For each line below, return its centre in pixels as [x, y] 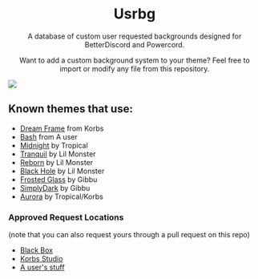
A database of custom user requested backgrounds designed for [135, 36]
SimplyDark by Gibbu [55, 188]
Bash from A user [48, 136]
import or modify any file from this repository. [135, 68]
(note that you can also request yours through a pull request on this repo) [129, 235]
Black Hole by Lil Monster [62, 171]
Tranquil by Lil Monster [58, 154]
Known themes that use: [71, 109]
